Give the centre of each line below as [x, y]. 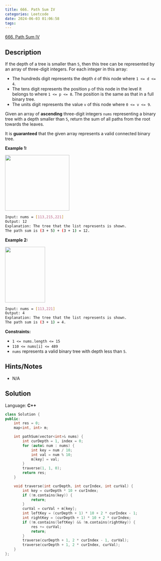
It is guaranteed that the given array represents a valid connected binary [78, 134]
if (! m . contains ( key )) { [48, 495]
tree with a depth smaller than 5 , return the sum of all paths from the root [78, 119]
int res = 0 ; [27, 423]
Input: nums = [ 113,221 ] [30, 309]
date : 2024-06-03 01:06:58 [32, 18]
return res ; [35, 473]
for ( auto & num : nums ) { [49, 446]
